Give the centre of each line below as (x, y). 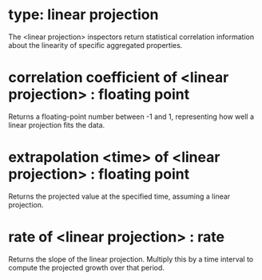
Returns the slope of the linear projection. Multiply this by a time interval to (131, 259)
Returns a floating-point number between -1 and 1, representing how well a (131, 116)
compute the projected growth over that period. (87, 267)
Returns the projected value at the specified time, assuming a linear (119, 196)
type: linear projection (83, 15)
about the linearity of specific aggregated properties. (95, 45)
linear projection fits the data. (57, 124)
